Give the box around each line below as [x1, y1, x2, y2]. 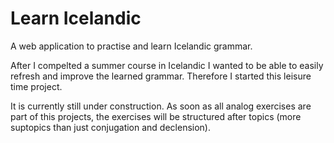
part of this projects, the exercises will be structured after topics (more [10, 110, 302, 122]
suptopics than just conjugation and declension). [10, 121, 212, 133]
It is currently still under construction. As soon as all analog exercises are [10, 100, 312, 112]
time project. [10, 80, 63, 92]
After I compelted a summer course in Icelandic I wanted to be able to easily [10, 59, 324, 71]
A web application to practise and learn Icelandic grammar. [10, 40, 253, 52]
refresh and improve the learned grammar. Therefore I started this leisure [10, 70, 312, 82]
